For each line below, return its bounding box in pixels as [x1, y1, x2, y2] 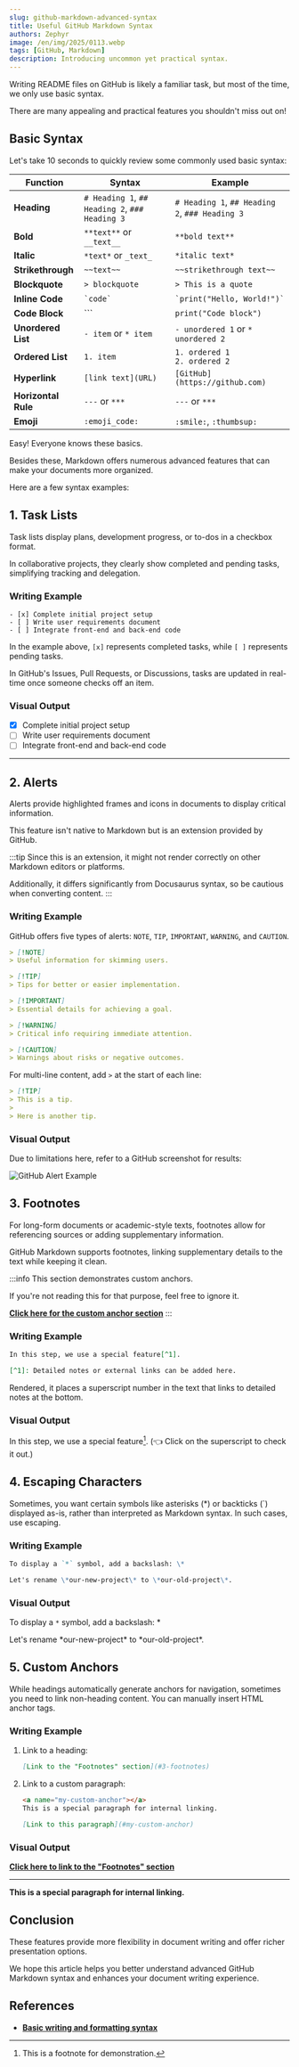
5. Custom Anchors [9, 1660, 119, 1675]
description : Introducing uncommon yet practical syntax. [9, 54, 229, 63]
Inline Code [13, 292, 64, 305]
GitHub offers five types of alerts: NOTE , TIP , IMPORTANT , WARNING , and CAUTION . [9, 930, 289, 941]
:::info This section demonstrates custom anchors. [9, 1273, 193, 1284]
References [9, 1998, 75, 2014]
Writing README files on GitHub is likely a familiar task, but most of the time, [9, 79, 290, 89]
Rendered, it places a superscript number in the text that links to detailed [9, 1382, 276, 1393]
